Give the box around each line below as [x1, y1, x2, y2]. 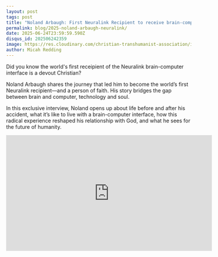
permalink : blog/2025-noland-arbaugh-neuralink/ [6, 25, 128, 31]
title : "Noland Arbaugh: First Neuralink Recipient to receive [6, 19, 165, 25]
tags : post [6, 14, 33, 20]
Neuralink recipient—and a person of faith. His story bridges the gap [6, 86, 172, 94]
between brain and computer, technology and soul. [6, 93, 130, 100]
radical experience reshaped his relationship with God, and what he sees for [6, 117, 191, 124]
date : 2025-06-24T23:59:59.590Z [6, 31, 85, 36]
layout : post [6, 8, 38, 15]
